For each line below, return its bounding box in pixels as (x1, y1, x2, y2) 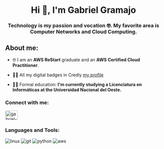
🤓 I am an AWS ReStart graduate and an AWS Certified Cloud (12, 56, 140, 62)
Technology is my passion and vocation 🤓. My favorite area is (7, 22, 160, 29)
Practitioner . (12, 62, 39, 68)
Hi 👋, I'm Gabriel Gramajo (31, 4, 136, 16)
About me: (5, 44, 39, 52)
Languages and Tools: (5, 127, 60, 134)
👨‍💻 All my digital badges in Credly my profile (12, 72, 104, 78)
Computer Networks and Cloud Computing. (29, 28, 138, 35)
